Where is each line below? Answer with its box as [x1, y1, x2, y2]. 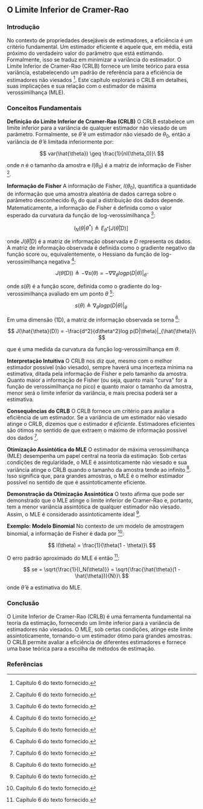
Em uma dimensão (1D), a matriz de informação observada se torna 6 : [7, 315, 180, 323]
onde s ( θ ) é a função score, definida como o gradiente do [7, 283, 151, 290]
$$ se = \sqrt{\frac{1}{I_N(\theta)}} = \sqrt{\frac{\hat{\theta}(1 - [23, 566, 181, 573]
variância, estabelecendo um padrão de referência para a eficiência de [7, 69, 183, 76]
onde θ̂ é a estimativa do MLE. [7, 584, 83, 591]
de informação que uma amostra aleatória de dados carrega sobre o [7, 190, 176, 197]
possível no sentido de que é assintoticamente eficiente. [7, 479, 147, 486]
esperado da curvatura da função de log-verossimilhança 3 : [7, 211, 155, 219]
